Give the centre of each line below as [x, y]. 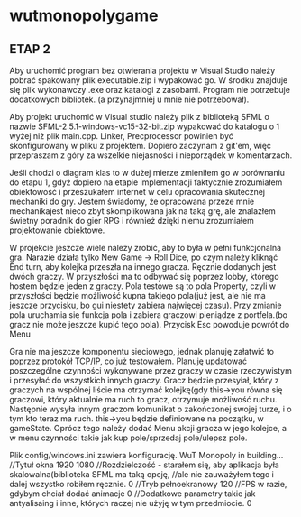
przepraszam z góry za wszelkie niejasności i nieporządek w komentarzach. [151, 155]
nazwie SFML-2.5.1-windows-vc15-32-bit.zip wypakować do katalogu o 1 [145, 126]
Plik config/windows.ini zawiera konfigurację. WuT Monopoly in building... [146, 455]
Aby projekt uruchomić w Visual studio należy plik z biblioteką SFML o [140, 117]
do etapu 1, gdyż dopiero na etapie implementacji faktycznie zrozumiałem [146, 182]
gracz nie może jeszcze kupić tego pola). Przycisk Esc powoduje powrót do [150, 324]
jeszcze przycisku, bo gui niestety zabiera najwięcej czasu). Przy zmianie [146, 305]
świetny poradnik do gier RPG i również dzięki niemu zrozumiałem [132, 221]
